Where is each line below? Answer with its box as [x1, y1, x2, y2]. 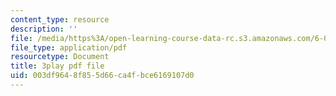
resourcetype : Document [10, 52, 110, 62]
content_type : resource [10, 14, 110, 25]
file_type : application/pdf [10, 42, 128, 53]
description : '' [10, 24, 78, 34]
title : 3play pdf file [10, 61, 105, 71]
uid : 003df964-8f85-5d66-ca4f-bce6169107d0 [10, 71, 195, 81]
